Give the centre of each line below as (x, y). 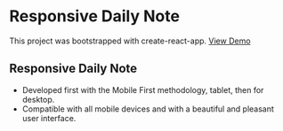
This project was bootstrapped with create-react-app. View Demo (130, 41)
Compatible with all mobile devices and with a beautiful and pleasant (148, 109)
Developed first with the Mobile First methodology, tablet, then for (143, 89)
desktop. (38, 99)
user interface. (49, 118)
